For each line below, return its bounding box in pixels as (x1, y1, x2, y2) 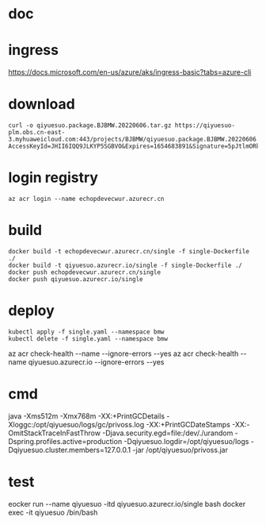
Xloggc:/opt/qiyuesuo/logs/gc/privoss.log (8, 419, 145, 429)
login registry (8, 168, 99, 187)
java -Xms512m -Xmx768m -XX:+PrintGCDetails (8, 411, 165, 421)
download (8, 95, 75, 114)
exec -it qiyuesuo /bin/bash (8, 508, 98, 517)
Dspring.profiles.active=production (8, 436, 123, 446)
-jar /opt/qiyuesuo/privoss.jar (132, 445, 228, 454)
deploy (8, 302, 55, 320)
